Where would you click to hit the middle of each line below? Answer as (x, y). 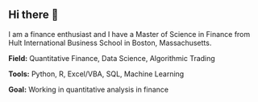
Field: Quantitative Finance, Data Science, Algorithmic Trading (112, 58)
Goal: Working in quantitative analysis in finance (89, 89)
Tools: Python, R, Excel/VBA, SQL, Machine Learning (96, 74)
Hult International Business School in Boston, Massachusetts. (110, 43)
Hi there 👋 (33, 15)
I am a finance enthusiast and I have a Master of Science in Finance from (129, 34)
